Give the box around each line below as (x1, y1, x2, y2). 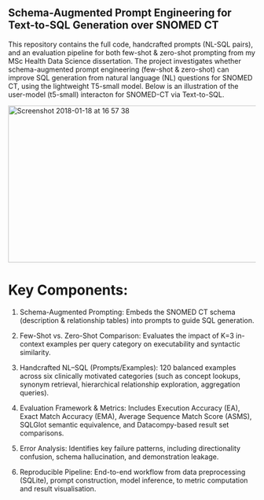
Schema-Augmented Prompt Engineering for (8, 6, 232, 20)
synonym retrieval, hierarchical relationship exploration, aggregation (19, 380, 240, 389)
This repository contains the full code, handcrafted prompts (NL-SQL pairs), (8, 39, 254, 49)
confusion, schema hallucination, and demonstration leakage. (19, 452, 219, 461)
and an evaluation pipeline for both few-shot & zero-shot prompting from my (8, 47, 255, 57)
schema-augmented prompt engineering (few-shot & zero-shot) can (8, 65, 229, 74)
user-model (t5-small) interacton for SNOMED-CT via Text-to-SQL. (8, 90, 225, 99)
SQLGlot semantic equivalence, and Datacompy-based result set (19, 420, 229, 429)
